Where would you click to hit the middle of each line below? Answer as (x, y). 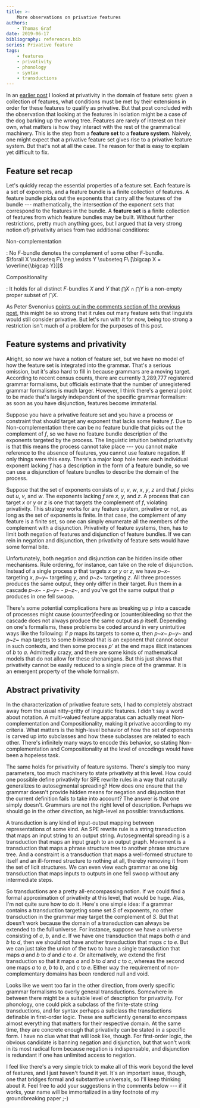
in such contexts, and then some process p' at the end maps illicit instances (99, 646)
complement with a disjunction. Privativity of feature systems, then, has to (97, 527)
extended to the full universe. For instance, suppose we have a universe (94, 929)
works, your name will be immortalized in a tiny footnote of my (82, 1092)
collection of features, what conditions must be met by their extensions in (96, 101)
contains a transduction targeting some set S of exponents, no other (90, 910)
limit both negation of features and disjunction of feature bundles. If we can (99, 534)
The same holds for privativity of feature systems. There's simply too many (98, 767)
